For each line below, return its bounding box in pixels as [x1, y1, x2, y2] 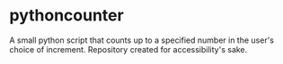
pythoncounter [9, 5, 124, 26]
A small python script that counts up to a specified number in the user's [9, 35, 275, 45]
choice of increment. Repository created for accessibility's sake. [9, 44, 248, 54]
